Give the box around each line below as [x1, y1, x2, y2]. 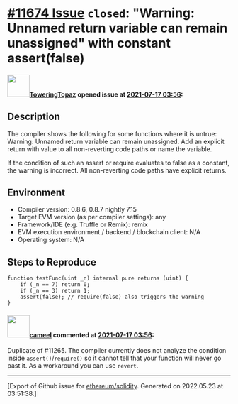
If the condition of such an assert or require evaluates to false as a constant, [7, 158, 230, 167]
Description [7, 111, 60, 123]
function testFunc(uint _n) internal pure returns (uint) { [7, 275, 189, 282]
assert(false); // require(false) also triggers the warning [20, 293, 204, 301]
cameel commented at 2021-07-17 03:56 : [29, 330, 154, 339]
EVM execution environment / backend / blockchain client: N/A [17, 228, 201, 236]
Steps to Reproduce [7, 256, 97, 268]
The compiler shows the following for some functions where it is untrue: [7, 129, 217, 138]
